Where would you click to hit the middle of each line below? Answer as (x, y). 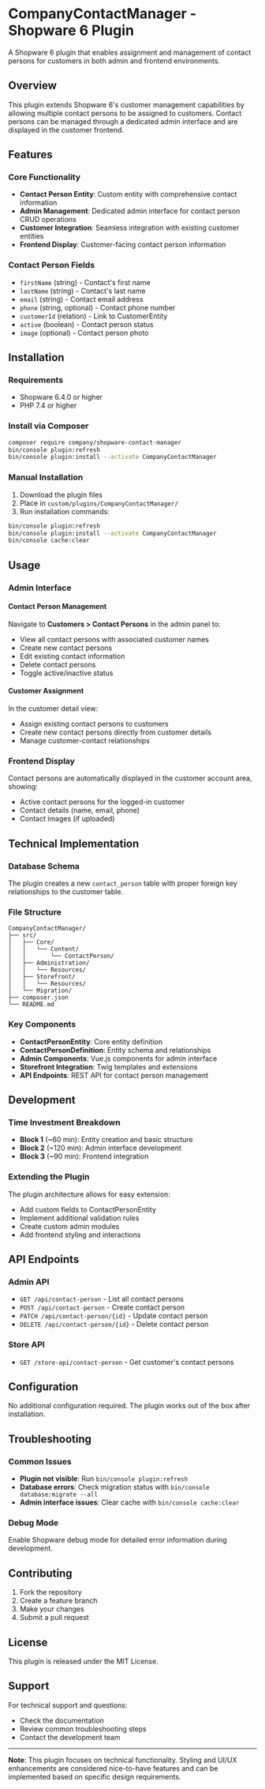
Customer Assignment (46, 691)
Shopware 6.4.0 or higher (61, 397)
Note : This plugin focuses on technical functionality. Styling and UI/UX (123, 1760)
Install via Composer (49, 426)
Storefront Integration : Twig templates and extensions (108, 1066)
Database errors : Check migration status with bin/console (115, 1487)
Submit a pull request (54, 1618)
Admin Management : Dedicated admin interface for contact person (130, 211)
